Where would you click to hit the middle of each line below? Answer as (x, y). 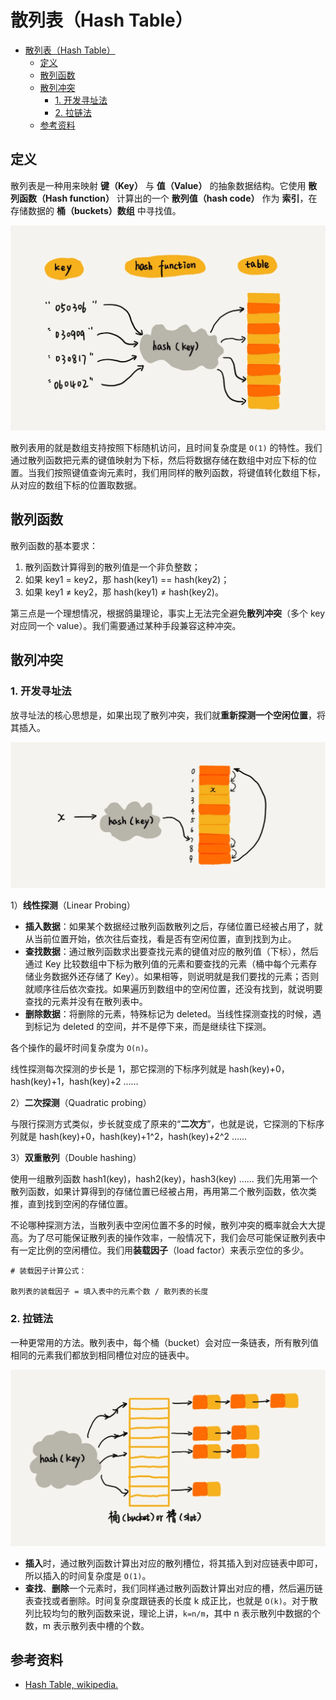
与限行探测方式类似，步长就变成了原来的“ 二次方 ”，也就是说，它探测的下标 (163, 1124)
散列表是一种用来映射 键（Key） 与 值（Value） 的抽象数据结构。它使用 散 (164, 185)
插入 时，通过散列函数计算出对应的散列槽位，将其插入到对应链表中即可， (173, 1563)
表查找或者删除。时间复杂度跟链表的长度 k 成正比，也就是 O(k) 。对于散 (171, 1600)
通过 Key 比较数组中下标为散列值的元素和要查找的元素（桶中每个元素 (166, 964)
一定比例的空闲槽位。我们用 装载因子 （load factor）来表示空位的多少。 (164, 1250)
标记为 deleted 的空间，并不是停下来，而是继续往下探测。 (152, 1027)
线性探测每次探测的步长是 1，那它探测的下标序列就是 (118, 1069)
